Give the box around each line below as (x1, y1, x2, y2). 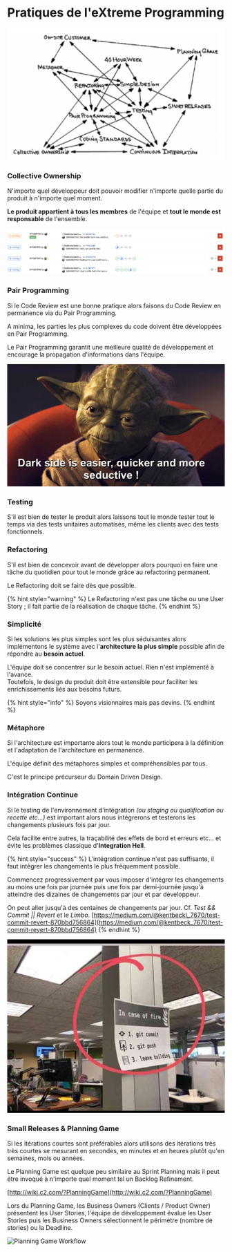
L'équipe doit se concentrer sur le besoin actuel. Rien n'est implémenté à (7, 663, 214, 671)
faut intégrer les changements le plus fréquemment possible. (7, 862, 181, 870)
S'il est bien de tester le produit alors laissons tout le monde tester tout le (7, 513, 215, 521)
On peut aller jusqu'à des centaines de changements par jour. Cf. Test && (7, 903, 216, 911)
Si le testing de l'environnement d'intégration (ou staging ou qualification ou (7, 806, 224, 814)
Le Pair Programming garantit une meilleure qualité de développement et (7, 343, 214, 351)
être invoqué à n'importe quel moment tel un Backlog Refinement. (7, 1175, 195, 1183)
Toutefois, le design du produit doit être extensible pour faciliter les (7, 677, 198, 685)
